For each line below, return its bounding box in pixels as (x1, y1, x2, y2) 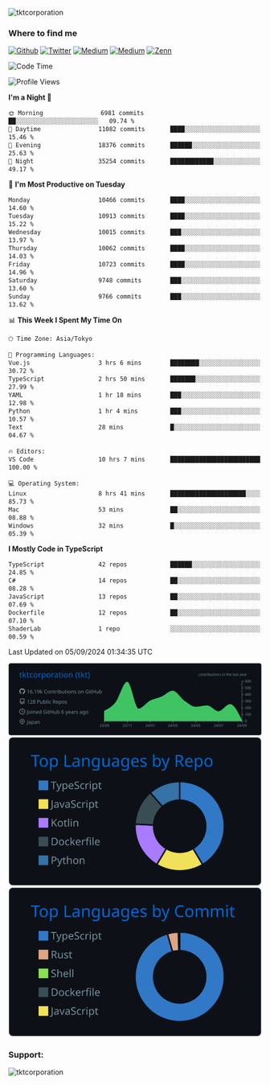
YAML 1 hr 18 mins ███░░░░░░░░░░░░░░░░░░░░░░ (8, 391, 261, 400)
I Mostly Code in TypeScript (8, 544, 103, 554)
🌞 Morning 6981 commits (8, 109, 145, 117)
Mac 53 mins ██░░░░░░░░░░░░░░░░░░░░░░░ (8, 506, 261, 514)
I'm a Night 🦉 (8, 92, 52, 102)
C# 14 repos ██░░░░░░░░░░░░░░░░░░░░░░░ (8, 577, 261, 585)
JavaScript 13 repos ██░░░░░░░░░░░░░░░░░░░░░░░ (8, 593, 261, 601)
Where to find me (8, 27, 78, 39)
